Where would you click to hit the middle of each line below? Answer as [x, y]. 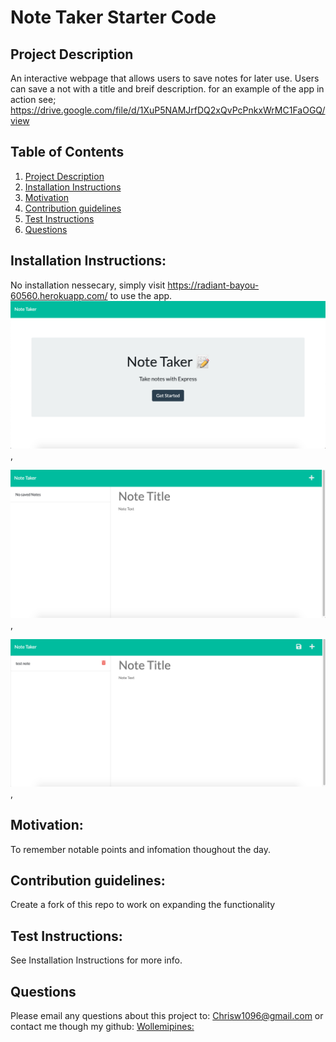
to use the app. [141, 295]
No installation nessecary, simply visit [88, 285]
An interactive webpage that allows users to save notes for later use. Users [165, 78]
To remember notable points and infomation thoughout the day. [140, 849]
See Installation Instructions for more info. [96, 960]
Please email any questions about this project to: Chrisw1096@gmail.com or [167, 1016]
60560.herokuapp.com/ [59, 295]
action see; [33, 99]
